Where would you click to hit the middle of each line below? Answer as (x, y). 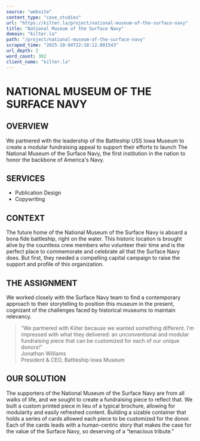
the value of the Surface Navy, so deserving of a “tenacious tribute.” (90, 431)
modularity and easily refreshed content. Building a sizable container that (96, 412)
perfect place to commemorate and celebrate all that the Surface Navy (93, 251)
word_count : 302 (26, 56)
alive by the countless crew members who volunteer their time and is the (96, 245)
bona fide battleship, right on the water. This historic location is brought (94, 239)
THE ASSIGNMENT (42, 283)
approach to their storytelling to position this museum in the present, (90, 303)
